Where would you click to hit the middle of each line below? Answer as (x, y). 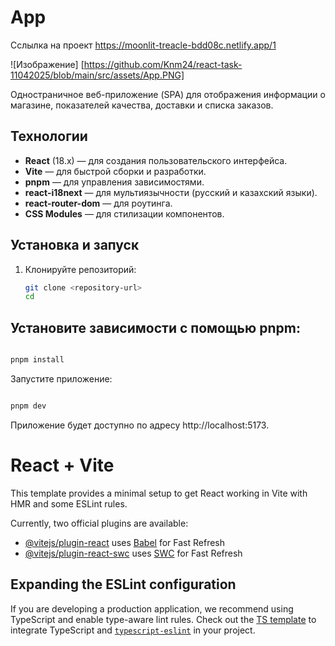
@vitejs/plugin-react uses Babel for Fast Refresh (125, 542)
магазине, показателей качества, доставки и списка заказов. (142, 105)
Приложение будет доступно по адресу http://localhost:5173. (140, 425)
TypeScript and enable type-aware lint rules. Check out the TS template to (163, 619)
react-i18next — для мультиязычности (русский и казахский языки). (171, 192)
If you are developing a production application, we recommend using (152, 608)
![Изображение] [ (47, 64)
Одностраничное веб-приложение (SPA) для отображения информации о (168, 94)
